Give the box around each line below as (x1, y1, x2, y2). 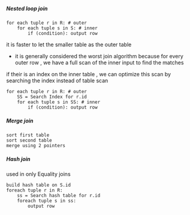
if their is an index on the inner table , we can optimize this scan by (6, 70, 171, 77)
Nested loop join (6, 5, 48, 12)
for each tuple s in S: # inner (17, 25, 98, 31)
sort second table (6, 137, 52, 144)
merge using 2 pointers (6, 142, 66, 148)
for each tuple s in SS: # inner (17, 99, 101, 105)
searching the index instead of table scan (6, 77, 108, 84)
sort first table (6, 132, 50, 138)
